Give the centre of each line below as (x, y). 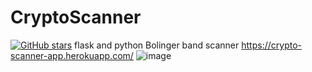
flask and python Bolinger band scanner (157, 45)
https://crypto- (271, 45)
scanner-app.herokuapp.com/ (72, 55)
